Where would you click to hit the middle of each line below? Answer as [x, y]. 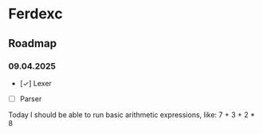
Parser [31, 99]
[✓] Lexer [35, 83]
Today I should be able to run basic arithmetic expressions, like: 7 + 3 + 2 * [131, 114]
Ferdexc [35, 14]
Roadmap [33, 43]
